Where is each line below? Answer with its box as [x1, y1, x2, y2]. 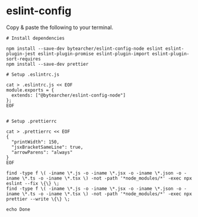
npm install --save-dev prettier [6, 61, 89, 67]
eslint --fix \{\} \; [6, 180, 60, 186]
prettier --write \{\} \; [6, 196, 70, 202]
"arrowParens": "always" [11, 149, 73, 155]
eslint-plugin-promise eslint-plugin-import [37, 50, 150, 57]
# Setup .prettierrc [6, 118, 58, 124]
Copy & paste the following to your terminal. [6, 24, 114, 31]
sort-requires [6, 56, 41, 62]
